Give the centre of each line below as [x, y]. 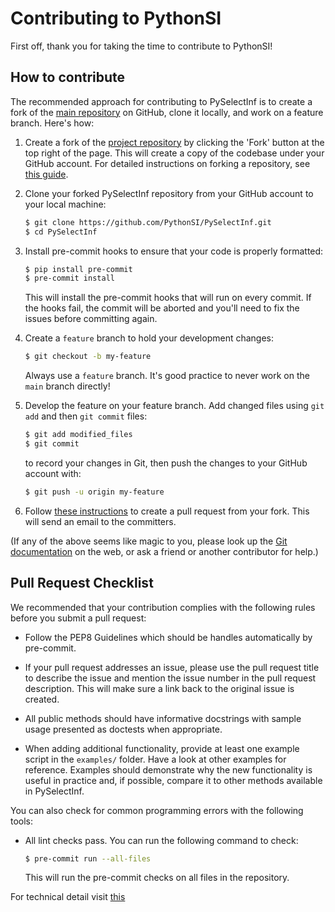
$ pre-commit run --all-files [88, 858]
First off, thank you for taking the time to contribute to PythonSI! [141, 46]
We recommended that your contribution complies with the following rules [163, 607]
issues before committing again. [91, 319]
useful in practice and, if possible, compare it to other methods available [173, 780]
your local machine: [65, 204]
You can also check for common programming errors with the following [157, 810]
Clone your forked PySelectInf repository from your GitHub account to [169, 193]
